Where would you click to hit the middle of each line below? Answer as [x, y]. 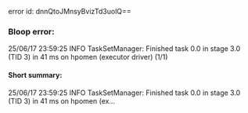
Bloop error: [31, 31]
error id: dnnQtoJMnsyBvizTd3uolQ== [70, 11]
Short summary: [35, 75]
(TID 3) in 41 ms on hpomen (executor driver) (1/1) [88, 57]
